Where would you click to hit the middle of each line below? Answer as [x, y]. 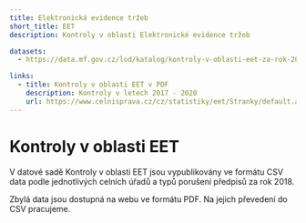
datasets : [28, 51]
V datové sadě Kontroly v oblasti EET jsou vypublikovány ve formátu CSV [147, 172]
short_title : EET [42, 26]
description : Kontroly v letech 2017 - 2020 [112, 93]
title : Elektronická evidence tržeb [79, 18]
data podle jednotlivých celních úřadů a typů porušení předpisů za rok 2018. [152, 181]
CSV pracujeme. [40, 208]
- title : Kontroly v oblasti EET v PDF [93, 85]
